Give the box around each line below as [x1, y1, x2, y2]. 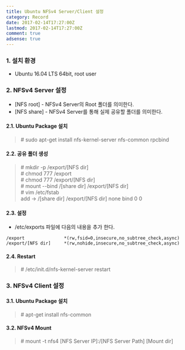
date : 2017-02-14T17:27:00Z [6, 19, 75, 25]
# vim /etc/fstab [20, 189, 60, 196]
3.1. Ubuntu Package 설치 [6, 297, 68, 304]
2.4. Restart [6, 253, 36, 260]
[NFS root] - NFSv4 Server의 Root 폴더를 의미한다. [14, 101, 134, 108]
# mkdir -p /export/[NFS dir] [20, 164, 89, 171]
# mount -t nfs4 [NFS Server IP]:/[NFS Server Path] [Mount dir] [20, 337, 173, 345]
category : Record [6, 14, 49, 20]
